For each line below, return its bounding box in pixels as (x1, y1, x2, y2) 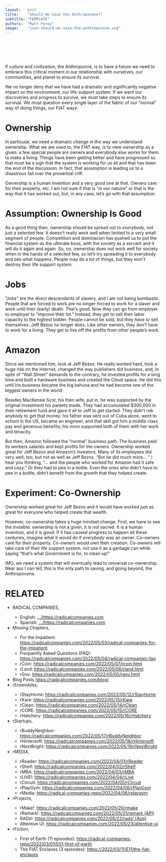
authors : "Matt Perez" (5, 21, 55, 26)
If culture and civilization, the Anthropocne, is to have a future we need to (5, 64, 155, 70)
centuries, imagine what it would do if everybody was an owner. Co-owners (5, 534, 160, 540)
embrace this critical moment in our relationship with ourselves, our (5, 69, 143, 75)
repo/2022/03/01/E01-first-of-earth (19, 841, 92, 847)
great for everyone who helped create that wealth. (5, 509, 108, 515)
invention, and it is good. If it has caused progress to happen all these (5, 529, 147, 535)
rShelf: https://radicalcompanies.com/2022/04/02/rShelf (19, 764, 136, 770)
